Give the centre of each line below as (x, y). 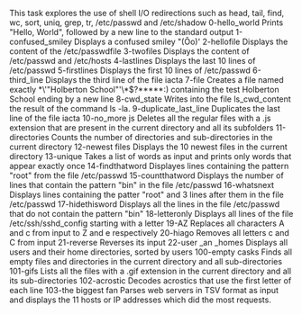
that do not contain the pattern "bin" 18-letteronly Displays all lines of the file (151, 214)
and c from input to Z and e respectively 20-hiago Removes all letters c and (150, 233)
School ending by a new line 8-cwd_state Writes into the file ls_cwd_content (150, 99)
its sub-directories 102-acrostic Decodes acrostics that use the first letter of (151, 281)
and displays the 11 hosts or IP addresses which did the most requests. (141, 300)
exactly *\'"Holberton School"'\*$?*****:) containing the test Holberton (144, 90)
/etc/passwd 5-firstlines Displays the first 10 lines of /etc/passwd (130, 70)
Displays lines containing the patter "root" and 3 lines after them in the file (146, 194)
